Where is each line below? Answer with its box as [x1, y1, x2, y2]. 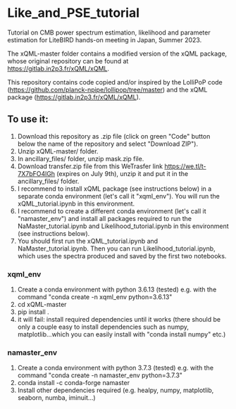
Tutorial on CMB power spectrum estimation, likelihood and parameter [7, 28, 211, 37]
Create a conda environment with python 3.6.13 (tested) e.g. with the [17, 285, 217, 294]
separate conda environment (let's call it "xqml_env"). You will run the [17, 191, 220, 200]
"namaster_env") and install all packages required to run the [17, 214, 192, 222]
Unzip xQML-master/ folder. [17, 146, 99, 156]
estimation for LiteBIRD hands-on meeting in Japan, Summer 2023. [7, 35, 202, 44]
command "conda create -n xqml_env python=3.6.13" [17, 293, 173, 301]
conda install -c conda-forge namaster [17, 379, 130, 387]
